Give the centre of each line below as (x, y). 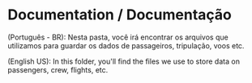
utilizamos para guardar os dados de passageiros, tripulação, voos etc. (126, 45)
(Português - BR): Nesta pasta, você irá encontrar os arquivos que (118, 37)
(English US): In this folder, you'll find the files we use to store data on (124, 61)
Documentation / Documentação (120, 15)
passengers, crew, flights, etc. (58, 69)
